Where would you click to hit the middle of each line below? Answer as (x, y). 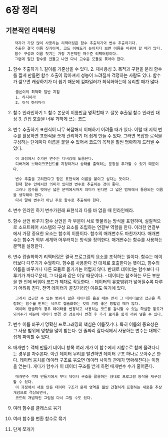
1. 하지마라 (26, 97)
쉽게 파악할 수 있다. (31, 337)
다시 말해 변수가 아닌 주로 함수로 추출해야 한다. (58, 200)
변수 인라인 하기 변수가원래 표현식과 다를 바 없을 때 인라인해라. (73, 210)
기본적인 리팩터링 (31, 30)
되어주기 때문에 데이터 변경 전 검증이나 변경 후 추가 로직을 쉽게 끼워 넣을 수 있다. (88, 314)
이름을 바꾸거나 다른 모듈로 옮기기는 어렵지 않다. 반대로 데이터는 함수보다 (83, 269)
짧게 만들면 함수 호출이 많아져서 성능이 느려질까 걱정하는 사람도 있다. (85, 75)
